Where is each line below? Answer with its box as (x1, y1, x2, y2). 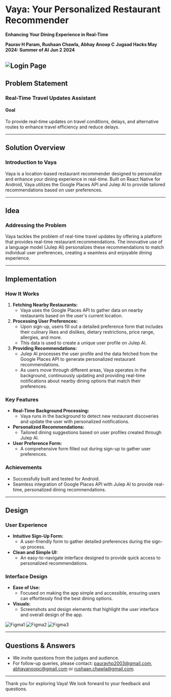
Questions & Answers (5, 641, 75, 650)
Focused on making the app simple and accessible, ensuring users (20, 590, 160, 596)
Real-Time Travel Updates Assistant (5, 94, 96, 101)
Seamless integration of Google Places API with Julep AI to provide (12, 481, 154, 487)
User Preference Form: (12, 440, 62, 446)
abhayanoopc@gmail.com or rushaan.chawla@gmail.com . (12, 666, 135, 672)
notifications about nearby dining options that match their (20, 378, 141, 384)
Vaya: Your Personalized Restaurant (5, 4, 161, 15)
